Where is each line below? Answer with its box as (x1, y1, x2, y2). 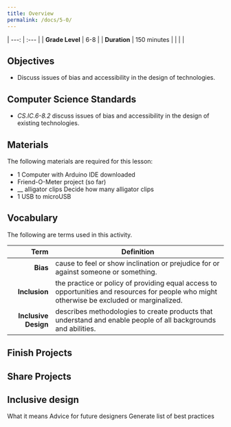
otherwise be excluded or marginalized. (54, 295, 183, 305)
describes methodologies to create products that (54, 307, 213, 316)
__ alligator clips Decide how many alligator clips (16, 185, 155, 193)
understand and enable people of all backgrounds (54, 315, 217, 325)
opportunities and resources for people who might (54, 287, 218, 296)
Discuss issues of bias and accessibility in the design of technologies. (16, 74, 215, 82)
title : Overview (7, 10, 54, 17)
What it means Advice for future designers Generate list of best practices (7, 412, 214, 420)
